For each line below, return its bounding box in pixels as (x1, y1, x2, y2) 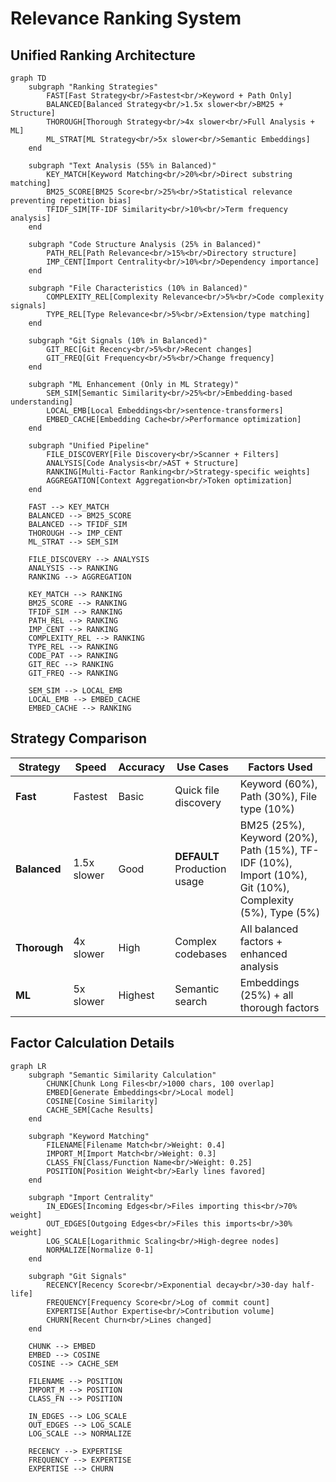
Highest (118, 988, 155, 1002)
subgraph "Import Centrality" (28, 1192, 155, 1202)
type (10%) (239, 802, 295, 816)
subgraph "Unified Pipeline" (28, 441, 150, 451)
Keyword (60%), (239, 777, 318, 791)
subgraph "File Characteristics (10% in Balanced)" (28, 283, 248, 293)
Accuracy (118, 760, 166, 774)
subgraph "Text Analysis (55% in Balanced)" (28, 161, 217, 171)
